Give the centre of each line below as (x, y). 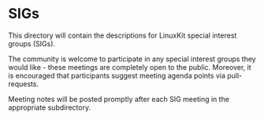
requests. (24, 84)
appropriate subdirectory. (50, 107)
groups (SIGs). (32, 43)
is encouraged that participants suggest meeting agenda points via (117, 75)
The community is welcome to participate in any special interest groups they (132, 59)
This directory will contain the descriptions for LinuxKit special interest (123, 35)
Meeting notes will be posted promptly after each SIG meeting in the (119, 99)
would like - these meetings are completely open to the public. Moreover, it (130, 67)
